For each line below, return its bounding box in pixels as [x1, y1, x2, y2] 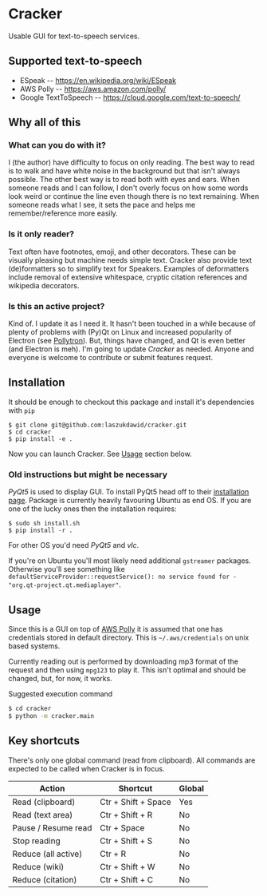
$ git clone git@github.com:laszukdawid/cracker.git [8, 421, 187, 429]
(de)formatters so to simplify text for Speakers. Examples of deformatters [8, 264, 249, 273]
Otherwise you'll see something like [8, 565, 125, 574]
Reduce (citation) [12, 874, 77, 885]
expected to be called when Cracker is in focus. [8, 763, 165, 773]
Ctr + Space [99, 822, 145, 833]
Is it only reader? [8, 228, 75, 240]
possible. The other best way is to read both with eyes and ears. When [8, 175, 241, 184]
